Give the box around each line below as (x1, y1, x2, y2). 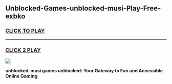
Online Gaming (5, 73, 38, 79)
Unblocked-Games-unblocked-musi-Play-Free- (5, 4, 161, 13)
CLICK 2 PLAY (5, 46, 41, 53)
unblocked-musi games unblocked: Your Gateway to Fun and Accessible (5, 67, 163, 73)
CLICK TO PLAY (5, 27, 45, 35)
